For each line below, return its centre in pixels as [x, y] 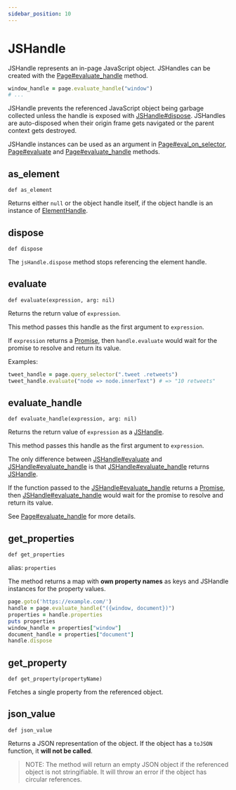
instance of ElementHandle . [48, 211]
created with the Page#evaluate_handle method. [78, 75]
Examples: [23, 361]
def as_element [30, 190]
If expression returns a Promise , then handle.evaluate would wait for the [112, 340]
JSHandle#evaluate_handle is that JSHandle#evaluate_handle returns [109, 467]
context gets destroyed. [42, 131]
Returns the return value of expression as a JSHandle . [86, 432]
